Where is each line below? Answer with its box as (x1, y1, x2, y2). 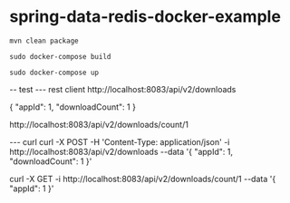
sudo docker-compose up (9, 68, 100, 77)
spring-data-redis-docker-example (9, 6, 281, 27)
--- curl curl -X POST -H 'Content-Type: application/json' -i (9, 136, 230, 147)
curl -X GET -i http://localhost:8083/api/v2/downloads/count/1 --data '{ (9, 173, 276, 184)
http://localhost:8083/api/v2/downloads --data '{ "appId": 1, (9, 146, 234, 157)
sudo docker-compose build (9, 52, 111, 61)
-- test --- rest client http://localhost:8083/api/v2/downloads (9, 83, 237, 94)
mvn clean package (9, 36, 79, 45)
